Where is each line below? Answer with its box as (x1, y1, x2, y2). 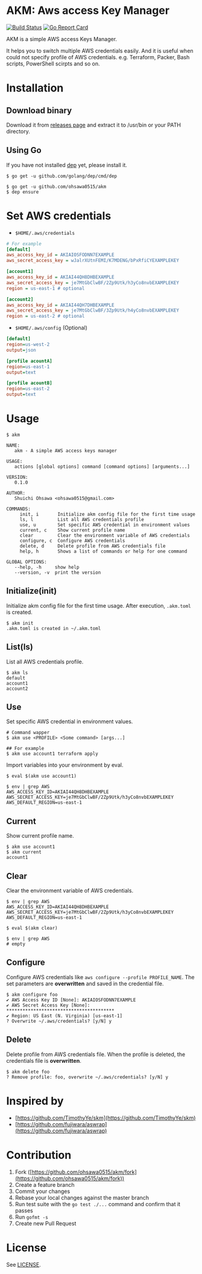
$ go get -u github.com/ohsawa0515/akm (6, 183, 107, 189)
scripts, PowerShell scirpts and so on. (6, 60, 101, 67)
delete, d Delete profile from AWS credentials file (19, 543, 166, 549)
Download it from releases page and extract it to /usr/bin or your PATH (6, 121, 181, 128)
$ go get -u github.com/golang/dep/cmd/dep (6, 173, 118, 179)
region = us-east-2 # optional (6, 313, 85, 320)
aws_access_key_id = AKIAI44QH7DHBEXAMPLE (6, 302, 115, 308)
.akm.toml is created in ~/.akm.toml (6, 625, 101, 631)
